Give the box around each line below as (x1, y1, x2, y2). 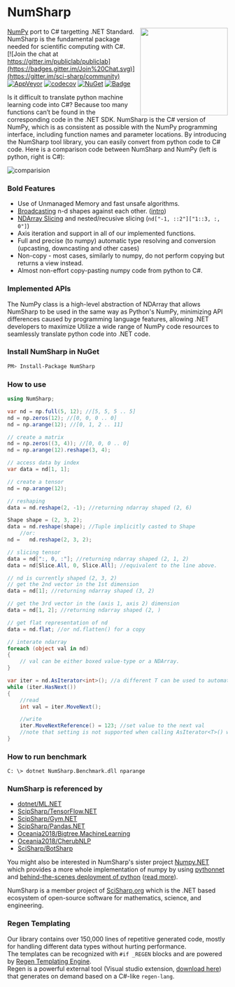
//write (20, 715, 42, 723)
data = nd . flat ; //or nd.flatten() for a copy (7, 626, 145, 633)
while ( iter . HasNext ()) (7, 683, 77, 690)
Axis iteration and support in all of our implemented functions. (17, 229, 196, 238)
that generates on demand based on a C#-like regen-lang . (7, 972, 175, 980)
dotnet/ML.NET (17, 799, 62, 808)
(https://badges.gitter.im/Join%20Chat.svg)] (7, 64, 135, 73)
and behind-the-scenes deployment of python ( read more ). (7, 873, 178, 881)
